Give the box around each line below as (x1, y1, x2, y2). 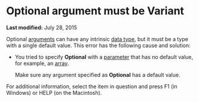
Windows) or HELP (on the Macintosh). (6, 89, 102, 96)
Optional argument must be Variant (6, 4, 184, 18)
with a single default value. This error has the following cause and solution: (6, 42, 191, 49)
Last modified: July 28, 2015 (6, 24, 78, 31)
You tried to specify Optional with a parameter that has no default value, (14, 53, 194, 60)
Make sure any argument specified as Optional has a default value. (14, 71, 180, 78)
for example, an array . (14, 60, 69, 67)
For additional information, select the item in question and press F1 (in (6, 82, 177, 90)
